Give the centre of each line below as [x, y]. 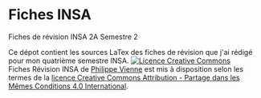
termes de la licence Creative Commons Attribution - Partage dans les [124, 77]
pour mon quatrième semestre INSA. [69, 61]
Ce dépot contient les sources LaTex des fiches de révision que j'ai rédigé [130, 52]
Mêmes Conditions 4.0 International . [68, 86]
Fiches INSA [50, 15]
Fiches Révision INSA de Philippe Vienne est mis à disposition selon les [126, 69]
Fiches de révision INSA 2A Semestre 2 [73, 37]
